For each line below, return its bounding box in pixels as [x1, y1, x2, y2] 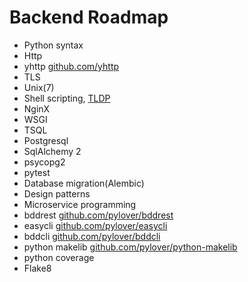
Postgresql [23, 134, 69, 146]
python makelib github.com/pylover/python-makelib [23, 241, 238, 253]
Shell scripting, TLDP [23, 92, 111, 104]
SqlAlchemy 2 [23, 145, 82, 157]
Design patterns [23, 187, 91, 200]
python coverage [23, 251, 95, 263]
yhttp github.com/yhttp [23, 60, 120, 72]
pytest [23, 166, 51, 178]
